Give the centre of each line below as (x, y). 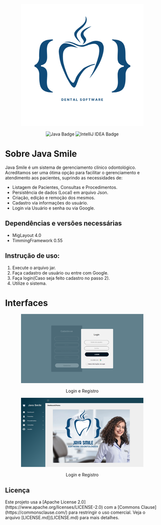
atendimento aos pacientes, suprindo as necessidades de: (64, 178)
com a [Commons (122, 507)
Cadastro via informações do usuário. (50, 203)
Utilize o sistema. (29, 283)
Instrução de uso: (33, 256)
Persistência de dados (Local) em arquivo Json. (60, 192)
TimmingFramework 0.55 (37, 240)
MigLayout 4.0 (27, 235)
